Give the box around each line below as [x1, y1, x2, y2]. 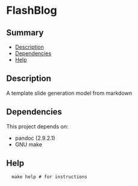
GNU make [14, 140, 42, 148]
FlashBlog [6, 4, 57, 17]
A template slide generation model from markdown [6, 89, 133, 97]
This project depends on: [6, 122, 69, 130]
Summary [6, 28, 44, 38]
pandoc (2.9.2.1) [14, 134, 55, 142]
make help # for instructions [11, 174, 87, 180]
